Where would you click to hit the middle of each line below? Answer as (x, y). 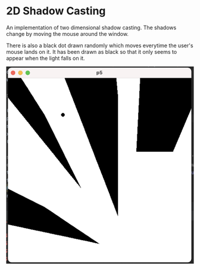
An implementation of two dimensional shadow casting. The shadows (91, 27)
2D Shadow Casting (56, 11)
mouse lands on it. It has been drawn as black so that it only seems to (92, 51)
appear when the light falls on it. (46, 58)
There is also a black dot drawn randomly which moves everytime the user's (100, 45)
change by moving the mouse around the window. (68, 33)
